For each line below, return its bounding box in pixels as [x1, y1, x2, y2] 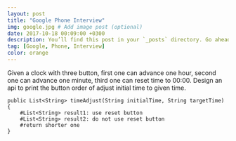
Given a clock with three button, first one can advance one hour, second [7, 68, 216, 77]
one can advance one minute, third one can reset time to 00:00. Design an [7, 76, 223, 84]
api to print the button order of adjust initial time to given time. [7, 83, 186, 92]
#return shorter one [20, 121, 80, 128]
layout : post [7, 10, 46, 18]
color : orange [7, 50, 49, 57]
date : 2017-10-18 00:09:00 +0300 [7, 29, 105, 37]
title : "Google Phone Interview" [7, 17, 105, 24]
